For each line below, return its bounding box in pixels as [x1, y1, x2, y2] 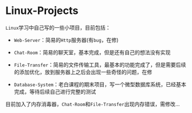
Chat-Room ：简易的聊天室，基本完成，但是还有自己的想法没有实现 [13, 48, 171, 56]
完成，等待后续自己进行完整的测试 [13, 88, 96, 95]
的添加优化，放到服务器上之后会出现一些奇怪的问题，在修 [13, 68, 152, 75]
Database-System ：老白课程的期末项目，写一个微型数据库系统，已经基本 [13, 80, 187, 88]
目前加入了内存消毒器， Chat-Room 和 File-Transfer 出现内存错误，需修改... [5, 100, 180, 107]
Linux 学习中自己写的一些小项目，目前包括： [5, 24, 111, 31]
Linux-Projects [5, 4, 79, 17]
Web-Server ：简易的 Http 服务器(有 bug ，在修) [13, 36, 119, 43]
